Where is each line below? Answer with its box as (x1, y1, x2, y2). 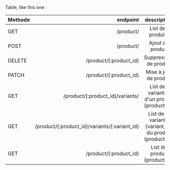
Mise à (146, 68, 162, 75)
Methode (8, 16, 30, 23)
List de (148, 110, 164, 117)
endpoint (116, 16, 139, 23)
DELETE (8, 57, 27, 64)
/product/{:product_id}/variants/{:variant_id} (34, 123, 139, 130)
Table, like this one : (5, 5, 47, 10)
